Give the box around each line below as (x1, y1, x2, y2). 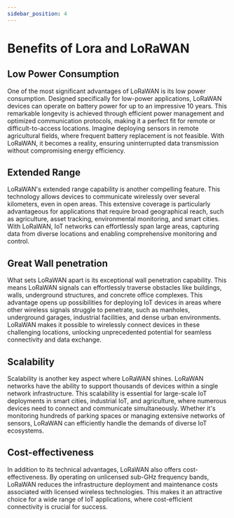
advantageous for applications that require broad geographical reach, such (7, 207, 224, 216)
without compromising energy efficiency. (7, 146, 126, 155)
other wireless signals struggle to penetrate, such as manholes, (7, 306, 191, 314)
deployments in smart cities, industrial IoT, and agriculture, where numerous (7, 397, 227, 405)
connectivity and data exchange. (7, 335, 102, 344)
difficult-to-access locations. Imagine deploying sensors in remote (7, 124, 199, 132)
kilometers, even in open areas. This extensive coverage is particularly (7, 200, 211, 209)
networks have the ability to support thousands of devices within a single (7, 382, 219, 391)
